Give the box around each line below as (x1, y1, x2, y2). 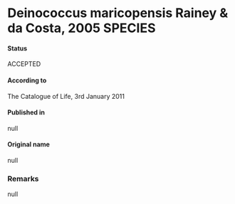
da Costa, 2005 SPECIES (7, 20, 156, 36)
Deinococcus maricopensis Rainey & (7, 5, 229, 21)
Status (7, 44, 28, 53)
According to (7, 76, 47, 85)
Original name (7, 140, 50, 149)
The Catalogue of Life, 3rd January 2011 (7, 92, 125, 100)
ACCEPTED (7, 60, 41, 68)
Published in (7, 108, 45, 117)
